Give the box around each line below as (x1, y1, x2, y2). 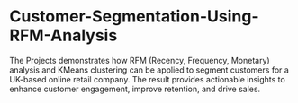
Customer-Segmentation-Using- (9, 6, 259, 27)
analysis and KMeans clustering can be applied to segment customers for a (9, 64, 290, 75)
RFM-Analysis (9, 25, 118, 46)
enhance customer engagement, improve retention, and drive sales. (9, 83, 261, 94)
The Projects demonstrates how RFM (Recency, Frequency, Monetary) (9, 55, 270, 65)
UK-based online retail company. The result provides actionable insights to (9, 73, 285, 84)
